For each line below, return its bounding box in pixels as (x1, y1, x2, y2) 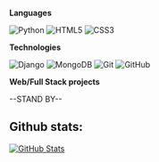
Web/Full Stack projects (9, 77, 100, 87)
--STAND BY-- (9, 93, 63, 104)
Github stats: (9, 119, 83, 134)
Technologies (9, 42, 62, 53)
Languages (9, 8, 52, 18)
